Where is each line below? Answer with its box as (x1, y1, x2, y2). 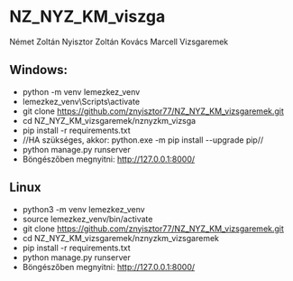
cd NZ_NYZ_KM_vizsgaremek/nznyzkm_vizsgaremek (22, 232, 219, 243)
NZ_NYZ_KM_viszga (9, 6, 166, 27)
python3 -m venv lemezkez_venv (22, 203, 146, 214)
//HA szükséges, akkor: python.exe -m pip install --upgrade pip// (22, 134, 264, 145)
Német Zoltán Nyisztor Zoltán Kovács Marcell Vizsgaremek (9, 36, 229, 47)
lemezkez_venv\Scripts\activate (22, 96, 141, 107)
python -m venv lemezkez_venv (22, 86, 141, 97)
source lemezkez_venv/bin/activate (22, 213, 153, 224)
